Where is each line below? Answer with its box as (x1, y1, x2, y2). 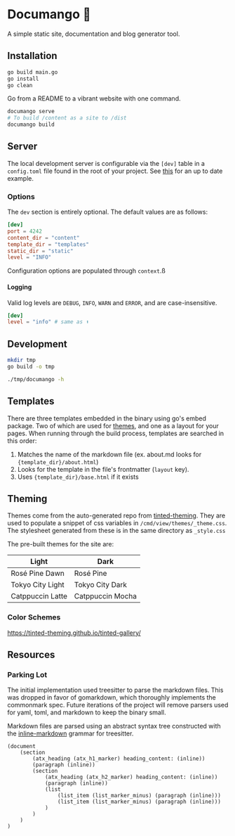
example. (7, 174, 34, 182)
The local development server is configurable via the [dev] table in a (7, 159, 206, 167)
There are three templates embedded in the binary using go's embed (7, 414, 207, 423)
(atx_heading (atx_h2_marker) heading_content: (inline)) (44, 773, 218, 781)
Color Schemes (7, 612, 61, 622)
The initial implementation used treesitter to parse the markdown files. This (7, 686, 224, 695)
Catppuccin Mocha (74, 591, 137, 601)
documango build (7, 121, 55, 129)
